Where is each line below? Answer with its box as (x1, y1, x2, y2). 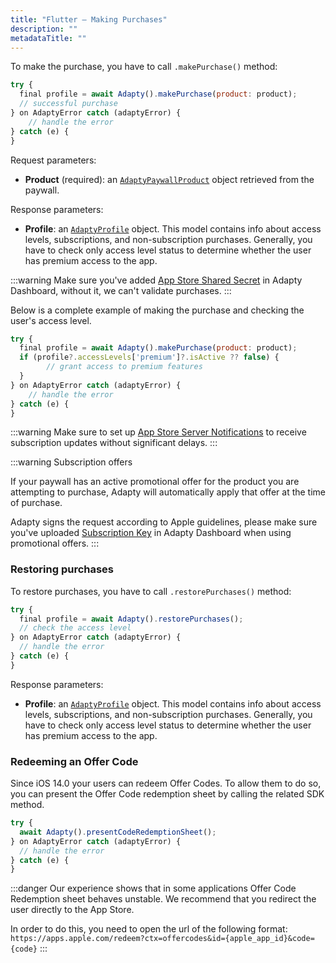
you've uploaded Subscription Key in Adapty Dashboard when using (10, 527, 292, 539)
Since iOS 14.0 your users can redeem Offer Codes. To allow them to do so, (10, 777, 322, 790)
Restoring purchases (10, 562, 115, 576)
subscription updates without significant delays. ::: (10, 437, 218, 449)
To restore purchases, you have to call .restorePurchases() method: (10, 585, 292, 597)
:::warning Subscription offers (10, 456, 133, 468)
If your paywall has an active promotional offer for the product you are (10, 476, 300, 488)
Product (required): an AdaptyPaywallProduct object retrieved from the (24, 173, 315, 185)
